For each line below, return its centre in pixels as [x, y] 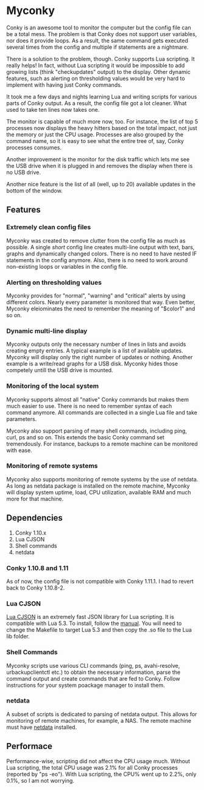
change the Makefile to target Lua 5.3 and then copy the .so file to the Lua [99, 630]
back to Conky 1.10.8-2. [36, 588]
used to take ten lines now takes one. [53, 109]
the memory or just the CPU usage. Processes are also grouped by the [95, 134]
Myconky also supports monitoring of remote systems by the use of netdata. [102, 479]
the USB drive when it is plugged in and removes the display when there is [100, 166]
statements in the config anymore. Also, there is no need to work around [97, 260]
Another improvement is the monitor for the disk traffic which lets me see [98, 159]
